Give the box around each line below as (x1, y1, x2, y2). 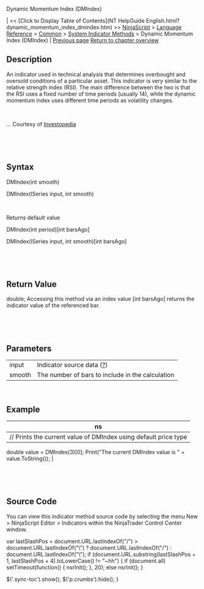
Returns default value (6, 214, 60, 221)
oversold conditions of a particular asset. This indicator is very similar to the (6, 77, 197, 85)
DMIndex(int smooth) (6, 178, 60, 186)
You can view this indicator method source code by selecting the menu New (6, 512, 199, 520)
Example (6, 404, 40, 414)
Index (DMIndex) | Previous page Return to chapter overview (6, 37, 159, 44)
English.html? (145, 17, 180, 24)
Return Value (6, 279, 57, 290)
